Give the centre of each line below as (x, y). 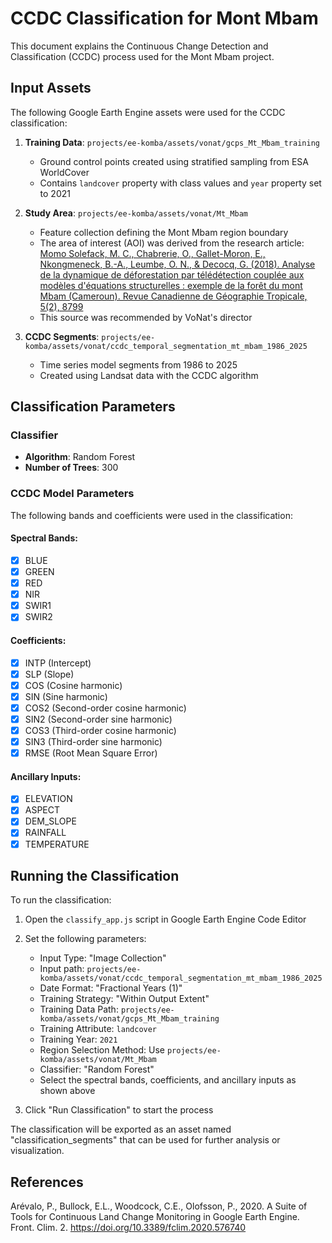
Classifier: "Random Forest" (97, 1069)
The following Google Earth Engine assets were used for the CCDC (148, 112)
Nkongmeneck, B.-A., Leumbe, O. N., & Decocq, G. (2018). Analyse (177, 264)
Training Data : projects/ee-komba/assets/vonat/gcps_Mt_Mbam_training (172, 142)
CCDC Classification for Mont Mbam (164, 18)
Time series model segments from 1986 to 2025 (138, 364)
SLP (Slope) (49, 674)
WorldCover (64, 172)
